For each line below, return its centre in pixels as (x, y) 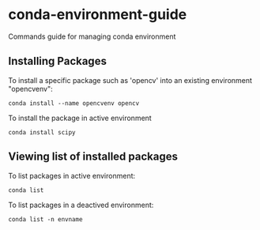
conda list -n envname (45, 219)
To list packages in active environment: (72, 175)
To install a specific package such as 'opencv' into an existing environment (130, 80)
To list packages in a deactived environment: (81, 205)
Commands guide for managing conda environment (92, 36)
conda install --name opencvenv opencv (74, 103)
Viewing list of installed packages (93, 157)
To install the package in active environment (80, 118)
